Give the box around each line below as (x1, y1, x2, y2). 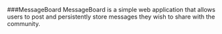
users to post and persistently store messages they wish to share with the (7, 13, 216, 21)
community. (7, 20, 40, 27)
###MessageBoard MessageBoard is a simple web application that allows (7, 6, 216, 13)
